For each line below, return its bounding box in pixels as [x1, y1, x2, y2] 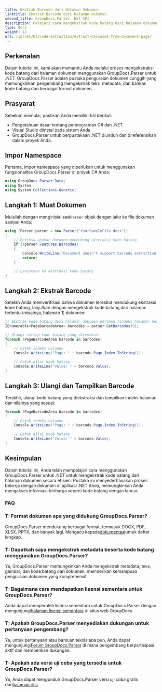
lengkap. [5, 534, 23, 540]
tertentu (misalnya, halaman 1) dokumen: [5, 310, 86, 315]
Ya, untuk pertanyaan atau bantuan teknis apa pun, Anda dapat [5, 637, 130, 643]
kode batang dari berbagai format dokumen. [5, 85, 93, 91]
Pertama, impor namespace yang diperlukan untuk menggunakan [5, 164, 135, 170]
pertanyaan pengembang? [5, 626, 69, 633]
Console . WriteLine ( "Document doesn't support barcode [22, 251, 133, 256]
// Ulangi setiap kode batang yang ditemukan [5, 332, 98, 337]
